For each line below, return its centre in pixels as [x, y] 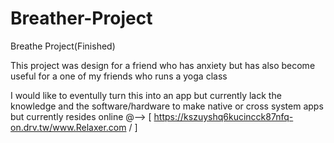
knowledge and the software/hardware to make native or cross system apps [167, 106]
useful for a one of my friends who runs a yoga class [119, 76]
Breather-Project [81, 18]
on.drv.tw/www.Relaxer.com [68, 127]
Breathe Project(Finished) [63, 46]
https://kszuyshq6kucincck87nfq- [223, 116]
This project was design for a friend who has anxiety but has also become [163, 65]
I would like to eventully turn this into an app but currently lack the [146, 95]
